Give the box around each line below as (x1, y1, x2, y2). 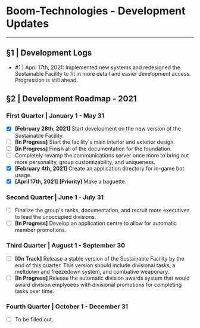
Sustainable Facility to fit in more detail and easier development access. (14, 70, 191, 77)
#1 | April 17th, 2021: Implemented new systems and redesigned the (14, 64, 180, 71)
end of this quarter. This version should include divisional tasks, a (14, 261, 176, 269)
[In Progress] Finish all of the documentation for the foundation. (14, 145, 172, 152)
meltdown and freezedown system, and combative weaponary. (14, 268, 170, 275)
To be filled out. (14, 315, 54, 323)
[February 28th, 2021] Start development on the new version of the (14, 125, 182, 132)
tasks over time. (14, 287, 55, 295)
